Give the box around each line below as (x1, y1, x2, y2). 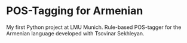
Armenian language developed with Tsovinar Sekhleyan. (6, 29, 145, 37)
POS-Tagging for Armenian (6, 4, 143, 18)
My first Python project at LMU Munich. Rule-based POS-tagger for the (6, 24, 182, 31)
